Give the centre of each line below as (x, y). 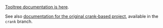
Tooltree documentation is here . (37, 7)
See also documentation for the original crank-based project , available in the (82, 16)
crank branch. (19, 21)
